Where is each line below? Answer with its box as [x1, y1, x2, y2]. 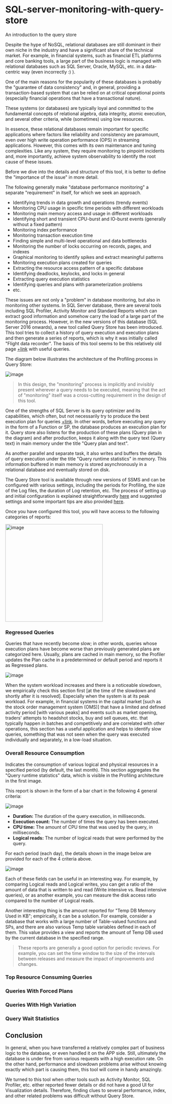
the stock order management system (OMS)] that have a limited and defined [5, 704, 166, 710]
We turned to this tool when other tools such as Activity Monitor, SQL [5, 1076, 151, 1082]
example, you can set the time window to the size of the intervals [17, 950, 155, 956]
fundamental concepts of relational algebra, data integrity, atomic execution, [5, 110, 166, 117]
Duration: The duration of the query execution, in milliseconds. [12, 813, 146, 819]
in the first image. [5, 777, 42, 784]
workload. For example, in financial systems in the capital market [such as [5, 699, 161, 705]
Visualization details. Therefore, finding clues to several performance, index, [5, 1088, 166, 1094]
